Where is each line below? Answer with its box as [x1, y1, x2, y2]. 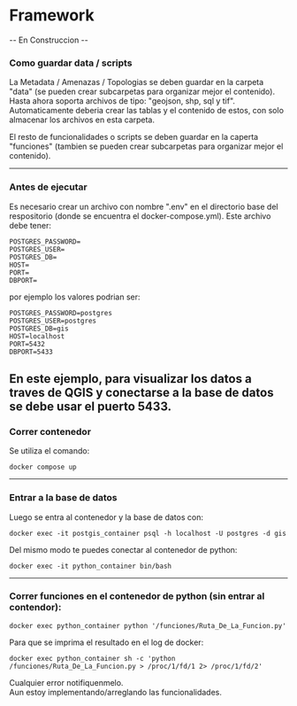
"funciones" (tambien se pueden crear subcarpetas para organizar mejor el [9, 141, 284, 151]
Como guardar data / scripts [9, 57, 133, 69]
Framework [9, 5, 95, 26]
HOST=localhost [9, 331, 65, 341]
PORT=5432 [9, 339, 46, 348]
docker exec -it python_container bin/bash [9, 562, 172, 570]
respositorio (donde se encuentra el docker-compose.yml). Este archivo [9, 210, 271, 221]
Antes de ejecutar [9, 181, 88, 193]
